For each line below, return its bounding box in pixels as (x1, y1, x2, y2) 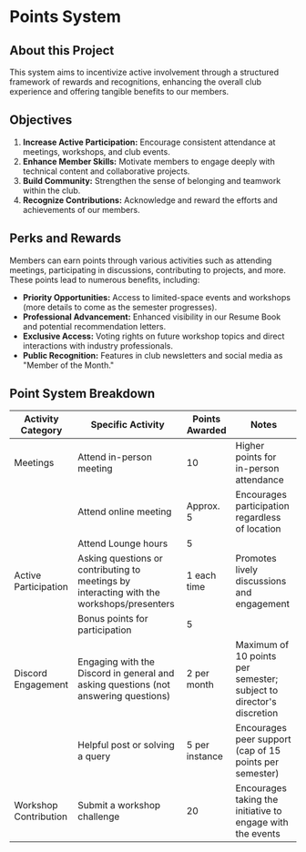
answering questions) (76, 690, 171, 703)
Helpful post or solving (76, 739, 175, 752)
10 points (235, 650, 277, 663)
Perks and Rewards (9, 230, 122, 247)
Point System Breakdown (9, 386, 156, 401)
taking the (235, 794, 279, 806)
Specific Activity (90, 419, 166, 431)
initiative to (235, 805, 282, 817)
